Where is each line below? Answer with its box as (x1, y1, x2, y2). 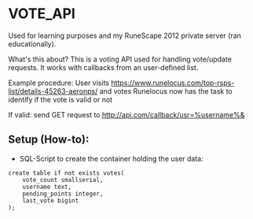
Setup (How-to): (8, 133, 90, 147)
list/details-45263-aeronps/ (8, 86, 98, 95)
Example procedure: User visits (8, 78, 110, 87)
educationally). (8, 39, 57, 48)
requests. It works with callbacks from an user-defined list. (8, 62, 199, 72)
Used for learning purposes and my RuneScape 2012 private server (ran (8, 31, 242, 40)
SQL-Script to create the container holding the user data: (19, 154, 203, 163)
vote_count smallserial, (22, 176, 104, 184)
